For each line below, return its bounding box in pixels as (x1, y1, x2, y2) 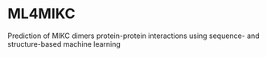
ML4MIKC (7, 5, 76, 23)
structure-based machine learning (7, 39, 121, 48)
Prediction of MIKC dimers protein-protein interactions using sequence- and (7, 31, 260, 40)
